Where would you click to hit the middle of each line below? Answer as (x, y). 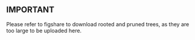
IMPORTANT (30, 10)
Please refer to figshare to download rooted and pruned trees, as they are (98, 24)
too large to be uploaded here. (44, 30)
